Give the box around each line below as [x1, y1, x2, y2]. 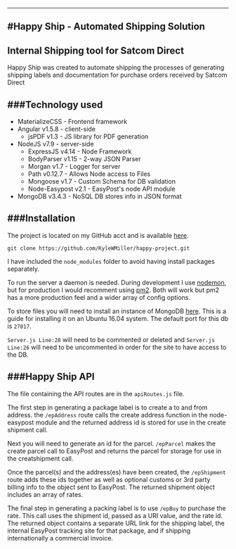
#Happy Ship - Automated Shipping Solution [7, 20, 206, 32]
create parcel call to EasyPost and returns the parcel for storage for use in [7, 446, 222, 455]
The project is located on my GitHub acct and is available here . [7, 231, 189, 239]
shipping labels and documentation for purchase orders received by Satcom [7, 71, 228, 80]
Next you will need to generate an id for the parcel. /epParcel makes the [7, 439, 216, 448]
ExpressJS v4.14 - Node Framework [27, 147, 132, 156]
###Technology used [7, 99, 103, 111]
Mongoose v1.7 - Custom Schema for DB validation [27, 177, 176, 186]
